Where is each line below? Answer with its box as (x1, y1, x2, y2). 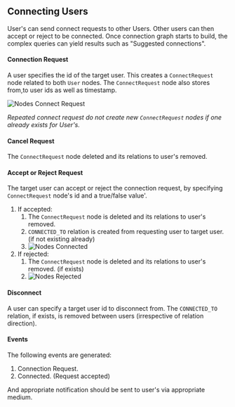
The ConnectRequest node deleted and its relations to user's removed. (7, 153, 208, 161)
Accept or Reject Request (7, 168, 83, 176)
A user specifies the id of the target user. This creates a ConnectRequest (7, 71, 214, 79)
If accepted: (17, 205, 53, 214)
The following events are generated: (7, 351, 112, 359)
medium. (7, 393, 33, 401)
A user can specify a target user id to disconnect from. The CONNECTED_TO (7, 304, 217, 312)
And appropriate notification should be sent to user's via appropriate (7, 385, 206, 394)
